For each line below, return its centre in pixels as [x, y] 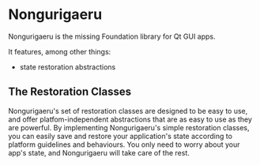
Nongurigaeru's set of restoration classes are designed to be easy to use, [128, 111]
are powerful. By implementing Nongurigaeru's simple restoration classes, [129, 127]
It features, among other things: [60, 51]
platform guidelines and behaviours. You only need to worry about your [124, 144]
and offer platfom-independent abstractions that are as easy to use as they [130, 119]
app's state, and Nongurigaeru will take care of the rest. [99, 152]
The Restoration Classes [70, 92]
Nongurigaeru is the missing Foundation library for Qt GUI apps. [112, 36]
